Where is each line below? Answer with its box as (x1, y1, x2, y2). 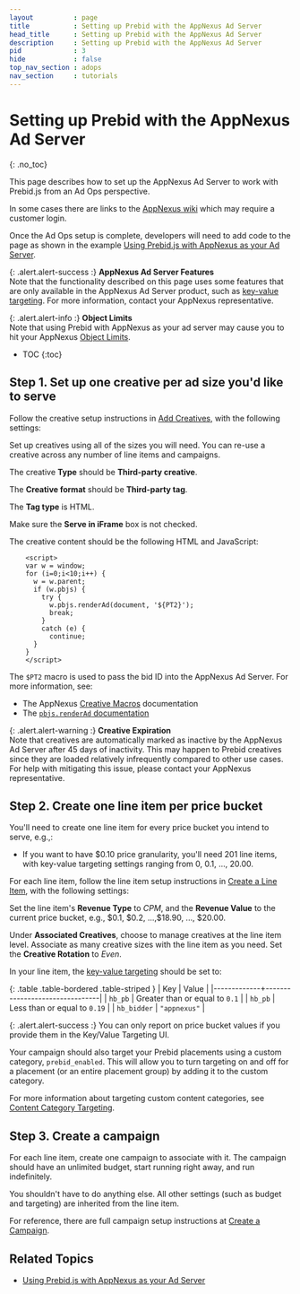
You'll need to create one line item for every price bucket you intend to (9, 822, 270, 833)
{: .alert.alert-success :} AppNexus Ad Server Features (9, 266, 215, 277)
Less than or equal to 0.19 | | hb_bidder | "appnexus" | (9, 1003, 206, 1013)
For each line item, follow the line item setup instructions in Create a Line (9, 876, 278, 887)
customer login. (9, 213, 67, 223)
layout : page (9, 13, 99, 22)
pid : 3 (9, 47, 87, 56)
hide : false (9, 55, 102, 64)
